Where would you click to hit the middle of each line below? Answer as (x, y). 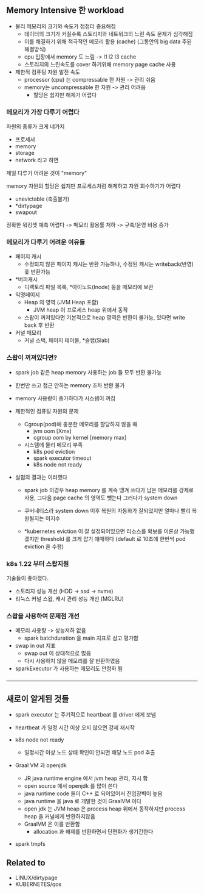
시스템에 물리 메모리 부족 (53, 445)
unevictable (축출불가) (42, 199)
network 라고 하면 (37, 160)
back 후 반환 (39, 325)
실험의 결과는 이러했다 (41, 477)
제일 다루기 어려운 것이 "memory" (47, 173)
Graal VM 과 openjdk (41, 765)
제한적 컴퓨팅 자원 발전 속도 (48, 72)
